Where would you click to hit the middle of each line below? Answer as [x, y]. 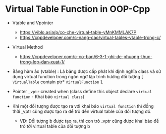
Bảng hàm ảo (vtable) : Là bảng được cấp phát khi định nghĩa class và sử [86, 71]
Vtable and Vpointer [33, 23]
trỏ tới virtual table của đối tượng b [55, 126]
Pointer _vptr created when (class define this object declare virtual [82, 91]
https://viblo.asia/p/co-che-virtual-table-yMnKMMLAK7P [78, 32]
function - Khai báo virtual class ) [48, 97]
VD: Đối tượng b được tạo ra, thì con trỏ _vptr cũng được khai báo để [89, 121]
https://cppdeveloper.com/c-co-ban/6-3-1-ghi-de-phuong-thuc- [86, 56]
